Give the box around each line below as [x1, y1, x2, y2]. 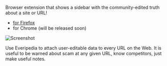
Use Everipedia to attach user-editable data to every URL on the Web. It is [5, 45, 162, 51]
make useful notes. [5, 56, 46, 62]
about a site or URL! [5, 10, 47, 16]
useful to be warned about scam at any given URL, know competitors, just [5, 51, 162, 56]
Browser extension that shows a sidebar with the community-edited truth [5, 5, 160, 10]
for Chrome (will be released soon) [12, 25, 87, 31]
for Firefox [12, 20, 35, 26]
